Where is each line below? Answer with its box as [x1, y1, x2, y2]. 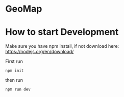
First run [5, 58, 23, 64]
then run [5, 77, 23, 83]
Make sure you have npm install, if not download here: [5, 43, 119, 49]
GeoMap [5, 3, 42, 15]
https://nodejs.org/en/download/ [5, 49, 74, 55]
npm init [5, 68, 24, 74]
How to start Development [5, 26, 119, 38]
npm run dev [5, 87, 31, 92]
